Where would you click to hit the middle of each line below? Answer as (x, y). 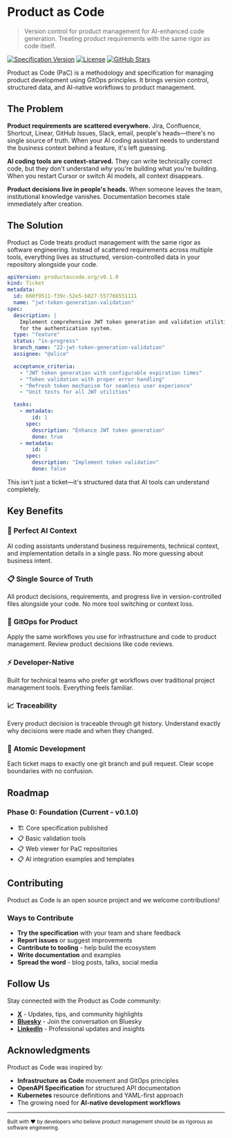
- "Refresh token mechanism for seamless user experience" (106, 386)
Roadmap (28, 793)
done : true (48, 437)
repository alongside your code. (52, 264)
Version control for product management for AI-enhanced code (114, 31)
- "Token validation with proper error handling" (93, 379)
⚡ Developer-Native (41, 663)
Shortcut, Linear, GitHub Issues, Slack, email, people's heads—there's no (111, 133)
